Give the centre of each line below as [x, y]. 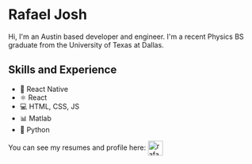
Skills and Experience [63, 70]
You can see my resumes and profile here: [77, 147]
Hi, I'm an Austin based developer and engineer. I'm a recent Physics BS [126, 36]
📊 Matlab [35, 118]
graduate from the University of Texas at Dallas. [86, 44]
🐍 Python [34, 129]
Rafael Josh [48, 15]
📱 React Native [44, 89]
